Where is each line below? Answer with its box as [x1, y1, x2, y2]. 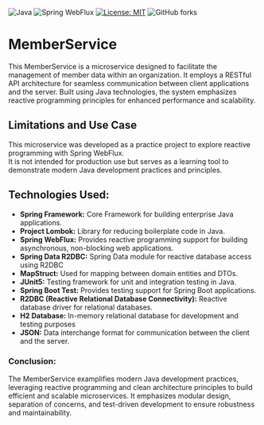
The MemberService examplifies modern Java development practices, [8, 374, 239, 384]
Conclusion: [8, 356, 56, 367]
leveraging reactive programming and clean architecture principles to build [8, 382, 253, 392]
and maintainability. [8, 407, 72, 417]
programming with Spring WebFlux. [8, 148, 125, 158]
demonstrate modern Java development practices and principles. [8, 165, 223, 174]
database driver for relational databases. [19, 302, 153, 312]
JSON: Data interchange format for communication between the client [19, 327, 250, 337]
